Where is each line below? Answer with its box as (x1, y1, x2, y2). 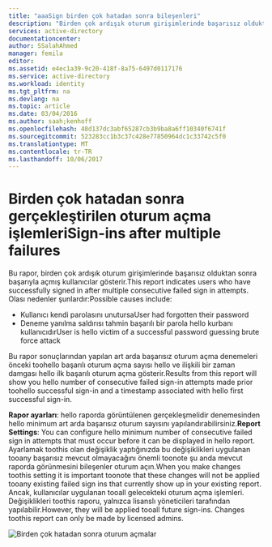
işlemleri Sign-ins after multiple (8, 224, 221, 243)
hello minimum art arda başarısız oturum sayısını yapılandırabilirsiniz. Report (8, 419, 261, 429)
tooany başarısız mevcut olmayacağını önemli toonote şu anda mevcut (8, 453, 243, 463)
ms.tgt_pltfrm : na (8, 87, 70, 96)
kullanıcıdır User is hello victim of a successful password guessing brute (19, 327, 260, 337)
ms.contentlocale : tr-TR (8, 147, 92, 156)
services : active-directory (8, 27, 104, 35)
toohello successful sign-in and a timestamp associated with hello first (8, 386, 244, 395)
